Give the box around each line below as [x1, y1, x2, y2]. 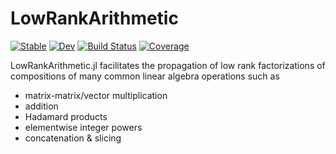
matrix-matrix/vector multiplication [24, 89, 168, 101]
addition [24, 100, 59, 112]
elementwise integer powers [24, 121, 143, 133]
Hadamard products [24, 110, 108, 122]
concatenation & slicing [24, 132, 122, 144]
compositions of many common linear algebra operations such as [10, 70, 280, 82]
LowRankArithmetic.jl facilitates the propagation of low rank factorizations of [10, 59, 326, 71]
